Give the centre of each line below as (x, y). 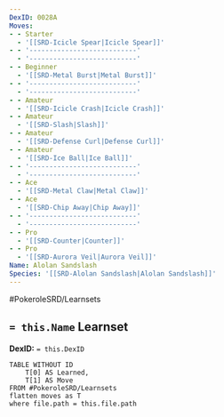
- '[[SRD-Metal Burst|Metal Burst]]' (87, 76)
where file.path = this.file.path (73, 404)
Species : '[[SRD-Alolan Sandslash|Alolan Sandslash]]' (113, 274)
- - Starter (31, 34)
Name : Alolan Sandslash (53, 266)
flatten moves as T (45, 396)
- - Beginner (33, 68)
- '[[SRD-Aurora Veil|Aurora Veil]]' (87, 257)
